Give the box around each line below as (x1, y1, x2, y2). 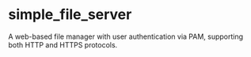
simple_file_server (8, 6, 132, 24)
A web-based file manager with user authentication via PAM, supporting (8, 32, 244, 41)
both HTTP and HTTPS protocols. (8, 40, 118, 49)
